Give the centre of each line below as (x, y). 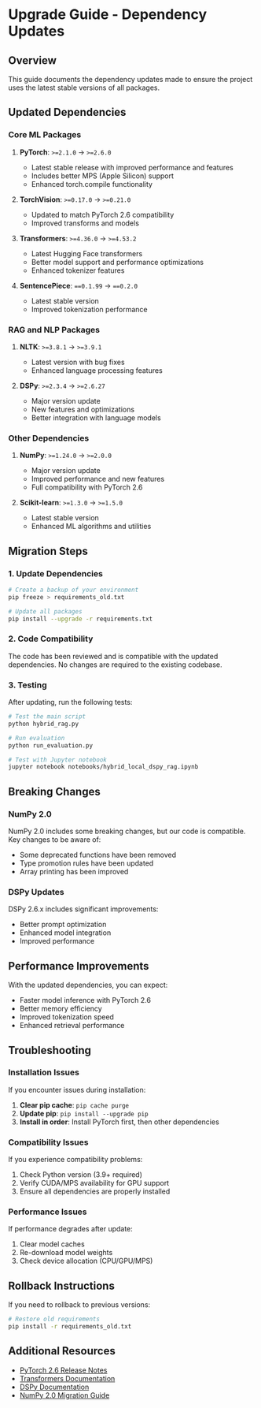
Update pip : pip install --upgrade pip (84, 1113)
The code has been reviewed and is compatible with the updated (113, 656)
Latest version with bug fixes (78, 362)
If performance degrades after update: (71, 1229)
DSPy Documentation (54, 1387)
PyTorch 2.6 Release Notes (63, 1370)
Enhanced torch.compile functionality (92, 184)
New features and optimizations (83, 409)
